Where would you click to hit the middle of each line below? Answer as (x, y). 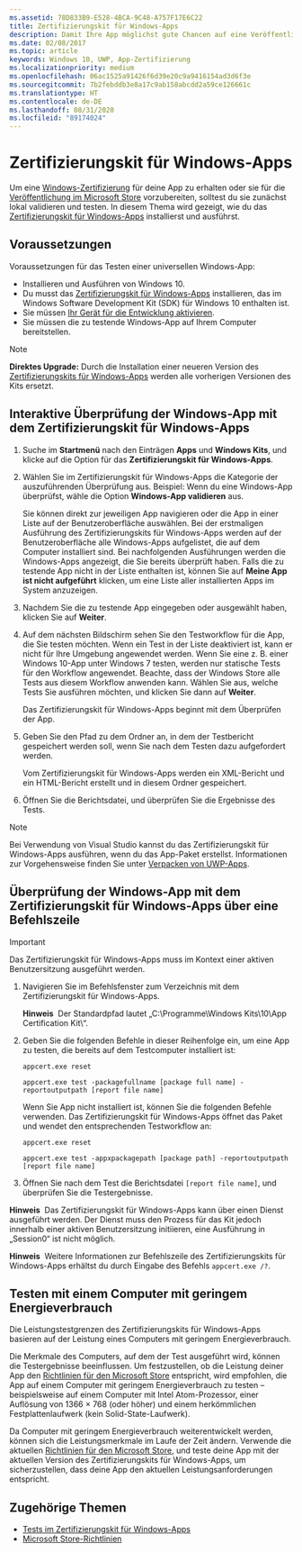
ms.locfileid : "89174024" (58, 118)
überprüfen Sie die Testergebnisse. (88, 1192)
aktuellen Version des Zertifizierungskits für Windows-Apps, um (128, 1460)
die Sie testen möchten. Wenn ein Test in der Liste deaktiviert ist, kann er (157, 644)
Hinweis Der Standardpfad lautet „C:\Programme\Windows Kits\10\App (155, 1013)
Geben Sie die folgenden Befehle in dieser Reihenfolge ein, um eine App (156, 1040)
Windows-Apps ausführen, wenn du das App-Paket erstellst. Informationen (148, 854)
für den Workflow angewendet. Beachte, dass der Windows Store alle (151, 673)
